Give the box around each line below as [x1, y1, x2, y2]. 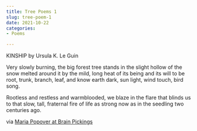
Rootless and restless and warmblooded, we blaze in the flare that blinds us [6, 94, 191, 101]
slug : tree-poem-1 [6, 14, 52, 20]
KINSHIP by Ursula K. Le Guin [6, 52, 79, 59]
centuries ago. [6, 107, 42, 114]
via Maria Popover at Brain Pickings [6, 118, 93, 125]
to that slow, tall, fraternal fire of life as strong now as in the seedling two [6, 100, 184, 107]
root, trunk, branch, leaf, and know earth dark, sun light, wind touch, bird [6, 76, 184, 84]
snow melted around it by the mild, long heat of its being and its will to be [6, 70, 185, 77]
